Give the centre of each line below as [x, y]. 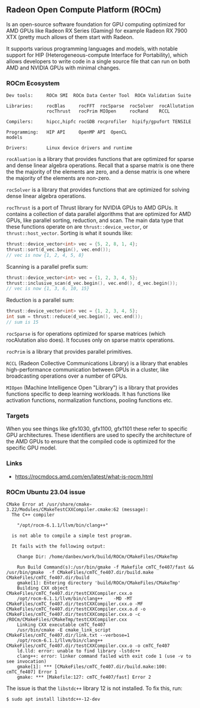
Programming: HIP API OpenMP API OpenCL [67, 132]
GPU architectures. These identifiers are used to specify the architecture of [99, 435]
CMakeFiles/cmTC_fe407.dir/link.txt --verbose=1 [68, 635]
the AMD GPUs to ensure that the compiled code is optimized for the [91, 442]
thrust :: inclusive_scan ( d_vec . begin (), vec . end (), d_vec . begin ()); [92, 283]
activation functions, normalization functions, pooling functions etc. [90, 400]
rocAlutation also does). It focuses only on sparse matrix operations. [90, 340]
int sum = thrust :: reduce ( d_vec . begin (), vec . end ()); [75, 317]
